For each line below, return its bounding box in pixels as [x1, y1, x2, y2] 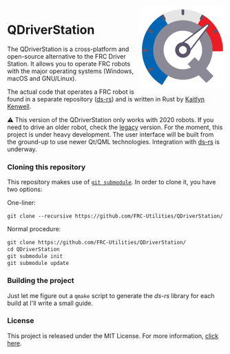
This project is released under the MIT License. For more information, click [7, 331, 219, 340]
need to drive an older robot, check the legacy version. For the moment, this [7, 123, 223, 131]
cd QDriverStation [7, 246, 60, 253]
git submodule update [7, 260, 70, 267]
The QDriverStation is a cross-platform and [7, 45, 129, 53]
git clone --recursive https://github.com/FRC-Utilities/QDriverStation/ [7, 213, 224, 220]
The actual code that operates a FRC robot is [7, 88, 134, 96]
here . [7, 339, 22, 347]
